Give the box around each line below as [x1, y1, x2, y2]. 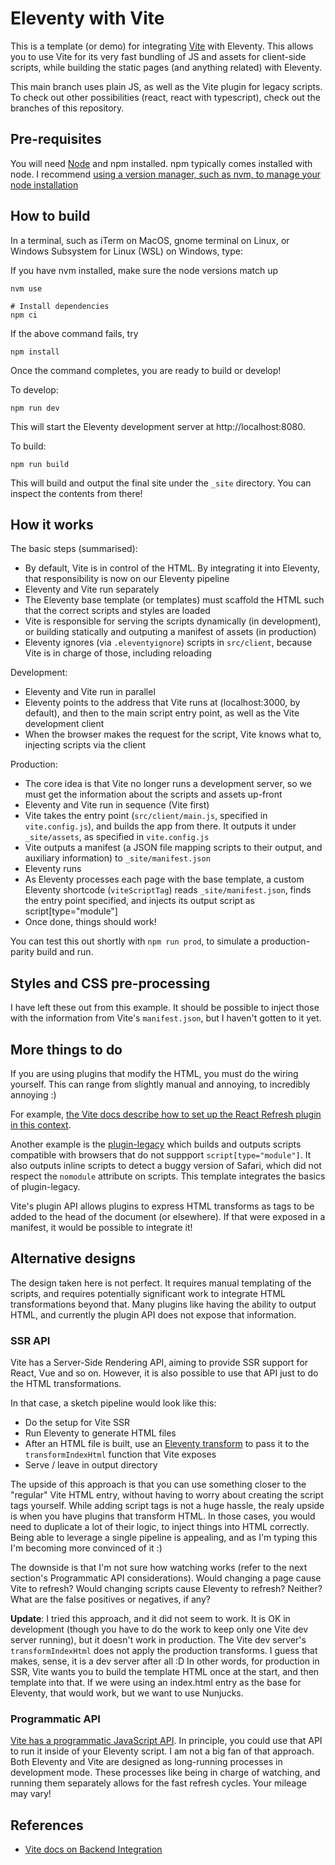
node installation [10, 178, 79, 191]
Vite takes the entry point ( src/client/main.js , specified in [24, 810, 268, 822]
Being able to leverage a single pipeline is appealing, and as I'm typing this [10, 1532, 318, 1544]
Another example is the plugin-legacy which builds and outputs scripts [10, 1138, 302, 1150]
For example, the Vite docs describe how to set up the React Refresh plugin [10, 1108, 322, 1120]
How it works [10, 516, 94, 533]
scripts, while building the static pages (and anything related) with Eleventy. [10, 61, 322, 73]
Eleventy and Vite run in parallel [24, 686, 156, 698]
